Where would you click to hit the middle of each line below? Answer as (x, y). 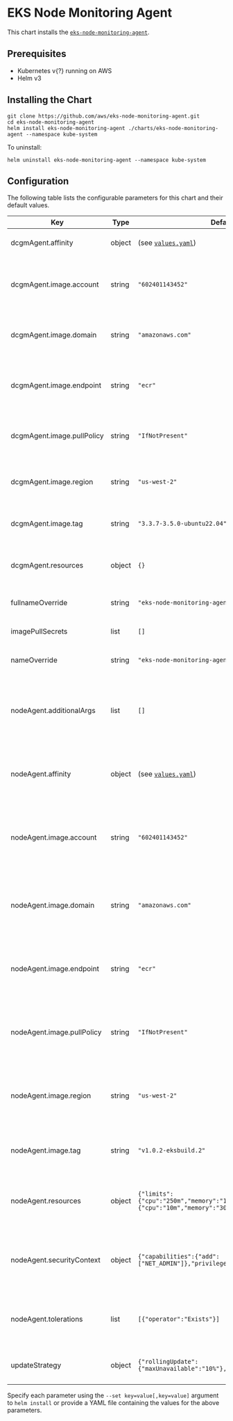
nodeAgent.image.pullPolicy (56, 1032)
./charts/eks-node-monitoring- (173, 128)
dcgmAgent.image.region (52, 482)
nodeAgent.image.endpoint (55, 969)
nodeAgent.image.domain (53, 906)
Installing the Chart (50, 100)
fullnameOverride (39, 603)
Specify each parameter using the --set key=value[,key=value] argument (113, 1395)
